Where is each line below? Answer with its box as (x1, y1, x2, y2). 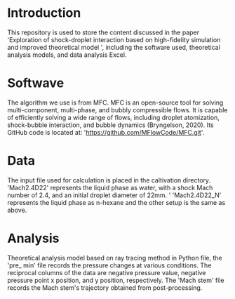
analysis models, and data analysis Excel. (7, 51, 127, 59)
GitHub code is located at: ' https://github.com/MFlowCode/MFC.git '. (7, 128, 205, 136)
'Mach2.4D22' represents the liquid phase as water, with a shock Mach (7, 183, 213, 192)
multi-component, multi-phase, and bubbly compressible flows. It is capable (7, 105, 228, 114)
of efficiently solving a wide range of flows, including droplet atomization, (7, 113, 220, 121)
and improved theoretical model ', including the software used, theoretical (7, 43, 221, 51)
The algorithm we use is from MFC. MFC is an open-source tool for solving (7, 98, 224, 107)
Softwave (7, 75, 65, 91)
